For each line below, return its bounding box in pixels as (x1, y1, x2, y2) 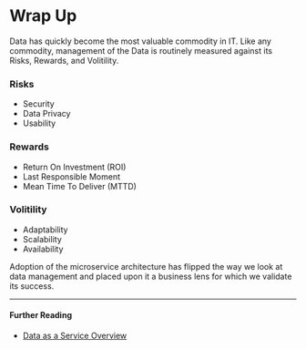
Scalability (22, 233, 62, 244)
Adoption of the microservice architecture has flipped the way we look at (9, 261, 283, 272)
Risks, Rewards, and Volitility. (9, 55, 119, 66)
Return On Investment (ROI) (22, 161, 127, 172)
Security (22, 98, 55, 109)
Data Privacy (22, 108, 71, 119)
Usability (22, 118, 56, 128)
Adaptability (22, 224, 68, 235)
